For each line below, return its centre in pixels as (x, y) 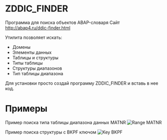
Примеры (26, 109)
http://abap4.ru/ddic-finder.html (38, 27)
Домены (21, 47)
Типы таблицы (28, 63)
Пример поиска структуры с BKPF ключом (51, 132)
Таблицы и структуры (35, 57)
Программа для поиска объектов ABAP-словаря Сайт (63, 22)
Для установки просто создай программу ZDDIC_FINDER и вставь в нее (82, 83)
